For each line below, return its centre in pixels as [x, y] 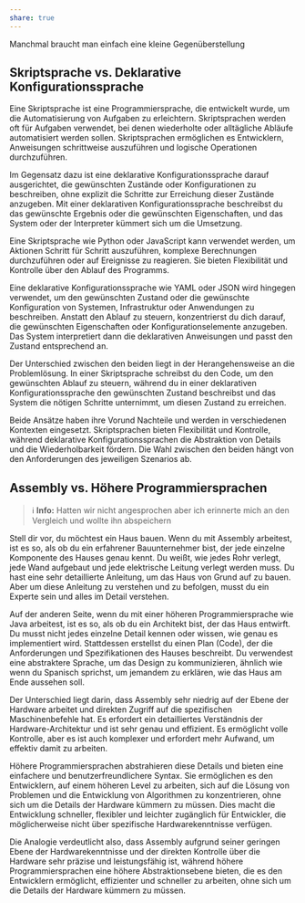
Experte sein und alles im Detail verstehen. [90, 597]
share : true [32, 18]
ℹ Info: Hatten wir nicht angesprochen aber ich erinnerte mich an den [160, 510]
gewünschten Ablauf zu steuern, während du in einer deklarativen [133, 383]
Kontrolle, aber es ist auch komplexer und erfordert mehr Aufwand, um [142, 739]
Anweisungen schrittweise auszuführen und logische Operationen [133, 148]
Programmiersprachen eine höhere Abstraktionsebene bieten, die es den [146, 871]
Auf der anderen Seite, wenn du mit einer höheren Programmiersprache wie [152, 614]
